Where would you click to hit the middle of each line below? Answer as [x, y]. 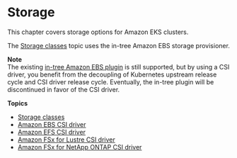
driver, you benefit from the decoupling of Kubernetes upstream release [112, 74]
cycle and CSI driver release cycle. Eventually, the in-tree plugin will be [111, 81]
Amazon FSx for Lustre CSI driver [66, 140]
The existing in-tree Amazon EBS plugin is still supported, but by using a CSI [118, 67]
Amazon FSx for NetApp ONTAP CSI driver [80, 147]
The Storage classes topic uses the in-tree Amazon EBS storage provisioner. [118, 45]
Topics [18, 103]
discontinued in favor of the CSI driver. [64, 89]
